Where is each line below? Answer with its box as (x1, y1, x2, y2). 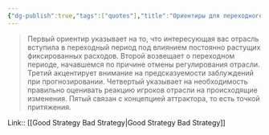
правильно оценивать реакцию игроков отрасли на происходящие (26, 85, 258, 95)
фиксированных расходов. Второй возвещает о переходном (26, 51, 235, 60)
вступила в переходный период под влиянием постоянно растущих (26, 42, 261, 52)
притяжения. (26, 102, 71, 112)
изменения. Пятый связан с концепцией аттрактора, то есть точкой (26, 93, 260, 103)
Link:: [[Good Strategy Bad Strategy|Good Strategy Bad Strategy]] (7, 117, 226, 127)
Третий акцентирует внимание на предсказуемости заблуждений (26, 67, 255, 77)
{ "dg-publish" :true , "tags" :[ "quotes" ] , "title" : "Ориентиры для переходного (7, 11, 263, 20)
